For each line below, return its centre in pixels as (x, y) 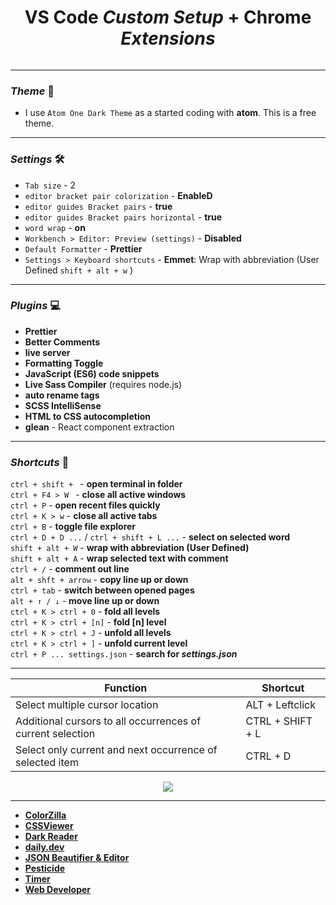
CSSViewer (49, 826)
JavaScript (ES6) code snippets (92, 373)
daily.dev (44, 847)
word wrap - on (55, 227)
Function (126, 688)
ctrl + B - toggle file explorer (73, 527)
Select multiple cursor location (87, 705)
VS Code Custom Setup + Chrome (168, 17)
